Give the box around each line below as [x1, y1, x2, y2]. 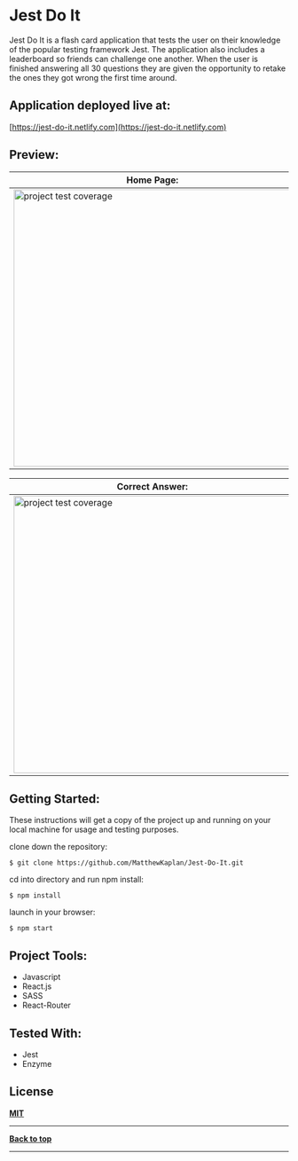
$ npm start [9, 924, 53, 933]
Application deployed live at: [9, 98, 171, 114]
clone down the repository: [9, 842, 108, 852]
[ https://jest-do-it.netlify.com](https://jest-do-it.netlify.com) [9, 122, 227, 132]
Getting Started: [9, 791, 100, 806]
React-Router [21, 1000, 71, 1011]
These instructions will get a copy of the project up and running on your [9, 815, 271, 826]
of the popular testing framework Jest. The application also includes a [9, 43, 265, 54]
